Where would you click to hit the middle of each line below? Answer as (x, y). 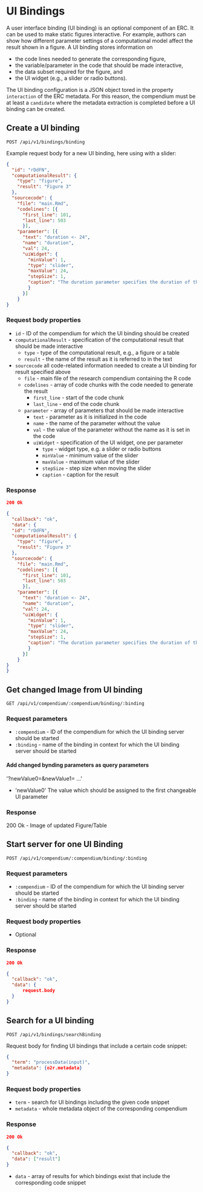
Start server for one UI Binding (65, 844)
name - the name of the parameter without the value (97, 423)
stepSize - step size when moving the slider (97, 468)
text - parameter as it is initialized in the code (90, 417)
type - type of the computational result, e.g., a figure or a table (102, 352)
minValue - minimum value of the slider (90, 455)
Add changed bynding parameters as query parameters (78, 765)
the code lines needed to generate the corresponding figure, (90, 59)
